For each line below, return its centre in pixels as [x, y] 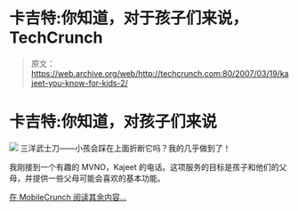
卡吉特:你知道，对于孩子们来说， [129, 18]
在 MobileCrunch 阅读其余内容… [68, 197]
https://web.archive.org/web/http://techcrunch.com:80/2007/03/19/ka [160, 73]
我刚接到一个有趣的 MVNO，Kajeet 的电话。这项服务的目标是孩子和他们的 [144, 166]
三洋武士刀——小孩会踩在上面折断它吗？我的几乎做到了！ [125, 148]
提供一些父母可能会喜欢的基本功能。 [99, 178]
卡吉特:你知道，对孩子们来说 [113, 122]
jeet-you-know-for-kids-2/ [80, 83]
